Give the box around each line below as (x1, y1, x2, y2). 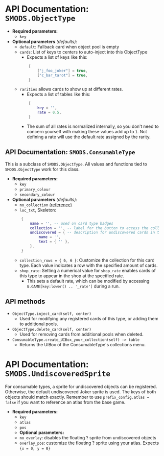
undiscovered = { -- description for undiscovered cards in (30, 230, 155, 235)
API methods (5, 297, 46, 306)
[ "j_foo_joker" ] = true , (37, 68, 88, 73)
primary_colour (19, 187, 50, 192)
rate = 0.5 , (37, 110, 62, 115)
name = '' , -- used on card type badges (30, 221, 114, 226)
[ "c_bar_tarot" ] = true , (37, 72, 88, 78)
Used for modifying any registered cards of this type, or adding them (19, 315, 159, 321)
